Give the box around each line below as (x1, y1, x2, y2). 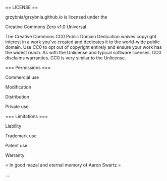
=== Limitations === (5, 113, 48, 119)
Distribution (5, 94, 29, 100)
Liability (5, 123, 22, 129)
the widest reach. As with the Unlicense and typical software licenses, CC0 (5, 50, 161, 55)
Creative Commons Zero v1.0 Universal (5, 24, 87, 30)
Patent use (5, 143, 28, 148)
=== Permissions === (5, 65, 51, 70)
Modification (5, 84, 32, 90)
